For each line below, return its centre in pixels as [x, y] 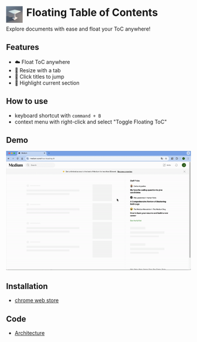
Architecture [30, 333]
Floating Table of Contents [92, 13]
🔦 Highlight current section [47, 83]
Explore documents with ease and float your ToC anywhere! [78, 29]
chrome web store [37, 300]
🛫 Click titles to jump [39, 76]
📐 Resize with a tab [38, 70]
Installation [27, 286]
